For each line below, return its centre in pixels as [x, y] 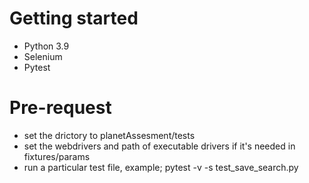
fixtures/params [57, 156]
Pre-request [60, 108]
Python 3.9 [46, 46]
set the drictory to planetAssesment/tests [109, 135]
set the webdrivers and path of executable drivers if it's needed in [159, 146]
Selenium [43, 56]
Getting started [74, 18]
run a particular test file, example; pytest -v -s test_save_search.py [161, 167]
